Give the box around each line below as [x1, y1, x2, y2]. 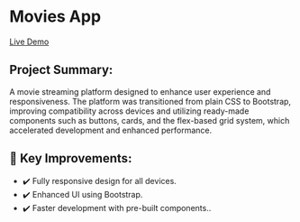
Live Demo [9, 36, 50, 47]
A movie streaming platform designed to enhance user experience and [9, 86, 271, 97]
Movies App [9, 6, 102, 27]
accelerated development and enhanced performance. [9, 125, 213, 135]
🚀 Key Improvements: [9, 151, 132, 166]
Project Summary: [9, 62, 114, 78]
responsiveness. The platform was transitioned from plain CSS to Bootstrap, [9, 96, 291, 106]
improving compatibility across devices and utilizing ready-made [9, 106, 250, 116]
